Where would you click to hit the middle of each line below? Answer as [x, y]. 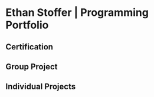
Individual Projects [41, 87]
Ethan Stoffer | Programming [77, 13]
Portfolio [27, 25]
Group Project [32, 67]
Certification [30, 47]
